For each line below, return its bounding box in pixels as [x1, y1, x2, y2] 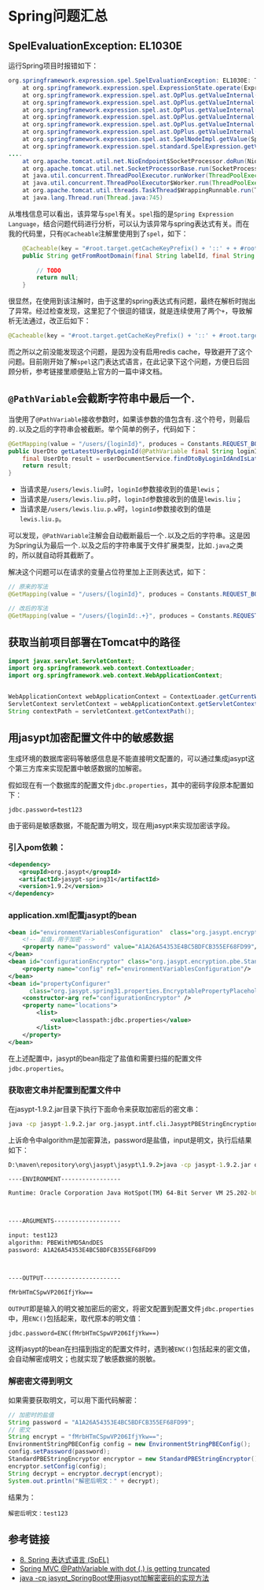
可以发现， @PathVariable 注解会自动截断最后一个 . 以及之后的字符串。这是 [8, 531, 244, 541]
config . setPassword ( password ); [8, 1447, 111, 1456]
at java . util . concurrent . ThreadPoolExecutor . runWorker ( [22, 172, 210, 180]
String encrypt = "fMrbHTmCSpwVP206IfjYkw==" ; [8, 1433, 163, 1441]
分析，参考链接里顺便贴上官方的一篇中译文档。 [14, 367, 167, 376]
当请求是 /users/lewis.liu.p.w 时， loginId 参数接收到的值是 [19, 504, 212, 514]
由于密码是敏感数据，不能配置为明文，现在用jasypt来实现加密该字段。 [8, 820, 234, 830]
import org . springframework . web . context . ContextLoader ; [8, 664, 195, 672]
